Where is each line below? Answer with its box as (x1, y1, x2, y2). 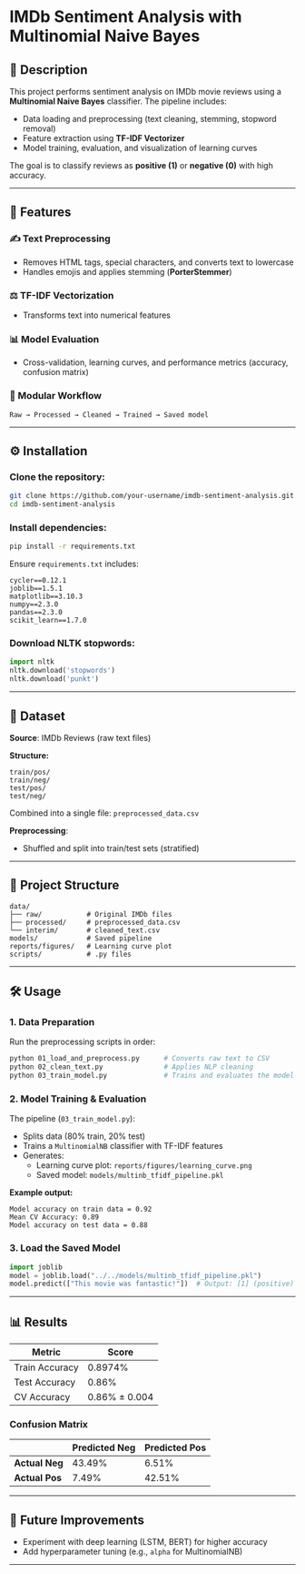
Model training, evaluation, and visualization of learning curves (22, 143, 258, 153)
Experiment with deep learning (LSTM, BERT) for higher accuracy (22, 1537, 268, 1548)
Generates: (22, 1150, 64, 1162)
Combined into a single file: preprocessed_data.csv (9, 807, 200, 818)
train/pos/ (9, 767, 51, 777)
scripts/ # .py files (9, 949, 132, 959)
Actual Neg (14, 1457, 64, 1469)
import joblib (9, 1263, 64, 1272)
